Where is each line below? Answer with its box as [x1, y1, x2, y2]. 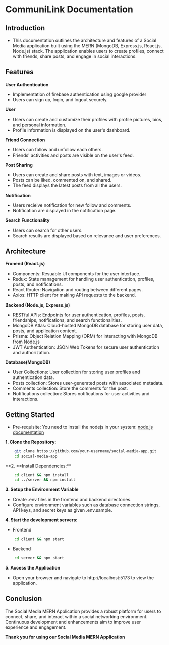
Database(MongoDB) [5, 359, 50, 365]
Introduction [5, 24, 45, 32]
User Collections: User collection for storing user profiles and [12, 369, 140, 375]
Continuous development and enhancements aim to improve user [5, 619, 141, 625]
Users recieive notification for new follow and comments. [12, 202, 132, 208]
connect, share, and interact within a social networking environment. [5, 613, 148, 619]
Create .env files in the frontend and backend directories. [12, 496, 132, 502]
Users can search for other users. [12, 227, 83, 233]
